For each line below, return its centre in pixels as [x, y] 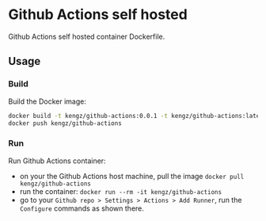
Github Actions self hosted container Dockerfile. [87, 36]
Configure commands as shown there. [82, 208]
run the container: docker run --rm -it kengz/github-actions [121, 191]
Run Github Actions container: [57, 161]
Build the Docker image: [47, 101]
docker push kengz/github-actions [65, 123]
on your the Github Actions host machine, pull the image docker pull [132, 176]
